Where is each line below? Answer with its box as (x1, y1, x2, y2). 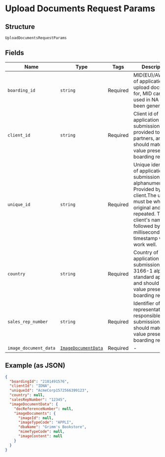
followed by (133, 222, 161, 229)
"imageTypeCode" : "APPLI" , (18, 420, 74, 425)
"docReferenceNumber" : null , (14, 406, 74, 411)
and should (133, 279, 160, 286)
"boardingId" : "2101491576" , (9, 379, 69, 384)
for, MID (133, 90, 152, 97)
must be (133, 198, 152, 205)
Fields (5, 49, 25, 57)
